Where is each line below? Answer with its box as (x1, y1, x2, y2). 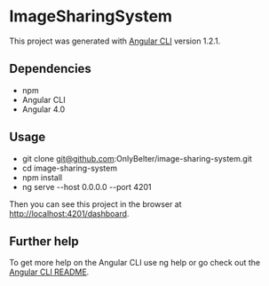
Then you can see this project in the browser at (9, 198, 182, 210)
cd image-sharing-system (21, 163, 118, 173)
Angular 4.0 (21, 104, 66, 115)
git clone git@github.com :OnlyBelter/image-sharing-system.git (21, 153, 253, 163)
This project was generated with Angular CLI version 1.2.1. (9, 36, 221, 46)
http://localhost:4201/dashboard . (9, 208, 130, 218)
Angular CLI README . (9, 266, 90, 277)
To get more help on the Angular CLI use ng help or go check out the (9, 258, 261, 268)
